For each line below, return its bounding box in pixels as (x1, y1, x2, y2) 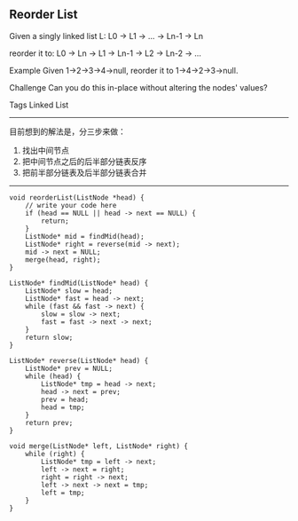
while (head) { (25, 372, 82, 381)
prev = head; (41, 395, 90, 404)
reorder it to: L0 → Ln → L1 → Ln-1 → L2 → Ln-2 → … (9, 48, 202, 59)
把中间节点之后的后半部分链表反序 (21, 155, 147, 167)
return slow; (25, 333, 74, 342)
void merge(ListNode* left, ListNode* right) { (9, 441, 189, 451)
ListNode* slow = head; (25, 286, 114, 296)
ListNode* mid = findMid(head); (25, 232, 145, 241)
